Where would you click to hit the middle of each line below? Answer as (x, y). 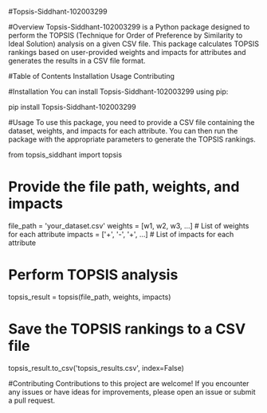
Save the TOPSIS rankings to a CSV (127, 329)
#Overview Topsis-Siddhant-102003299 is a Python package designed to (129, 27)
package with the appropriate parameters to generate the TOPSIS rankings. (132, 139)
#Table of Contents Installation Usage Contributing (92, 76)
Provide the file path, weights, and (124, 187)
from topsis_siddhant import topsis (65, 155)
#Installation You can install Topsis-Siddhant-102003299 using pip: (118, 92)
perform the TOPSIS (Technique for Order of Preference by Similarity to (126, 35)
